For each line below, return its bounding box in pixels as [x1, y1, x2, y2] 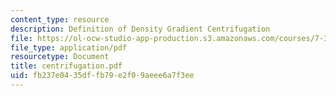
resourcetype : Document [10, 52, 110, 62]
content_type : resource [10, 14, 110, 25]
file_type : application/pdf [10, 42, 128, 53]
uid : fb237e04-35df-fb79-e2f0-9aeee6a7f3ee [10, 71, 195, 81]
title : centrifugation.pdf [10, 61, 123, 71]
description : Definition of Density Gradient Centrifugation [10, 24, 271, 34]
